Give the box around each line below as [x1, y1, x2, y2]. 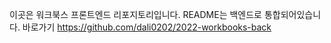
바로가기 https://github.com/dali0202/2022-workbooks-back [22, 21, 272, 33]
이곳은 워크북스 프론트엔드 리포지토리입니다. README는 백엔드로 [9, 9, 262, 20]
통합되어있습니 [263, 9, 322, 20]
